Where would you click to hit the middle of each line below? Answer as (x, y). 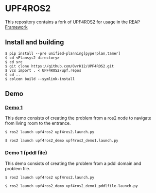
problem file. (18, 168)
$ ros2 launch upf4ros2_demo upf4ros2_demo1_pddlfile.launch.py (71, 186)
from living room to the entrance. (38, 123)
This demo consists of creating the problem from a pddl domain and (73, 163)
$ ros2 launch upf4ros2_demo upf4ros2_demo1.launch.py (62, 141)
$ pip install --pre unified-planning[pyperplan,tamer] (63, 53)
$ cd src (14, 62)
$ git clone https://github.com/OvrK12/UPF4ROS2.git (60, 66)
